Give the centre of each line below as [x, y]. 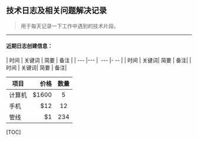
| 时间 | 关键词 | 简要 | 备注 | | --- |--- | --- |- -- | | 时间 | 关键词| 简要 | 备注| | [99, 60]
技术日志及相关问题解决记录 [57, 11]
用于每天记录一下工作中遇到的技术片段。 [70, 26]
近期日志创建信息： [29, 46]
